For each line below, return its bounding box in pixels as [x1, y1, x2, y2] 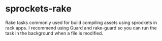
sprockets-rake [5, 3, 72, 14]
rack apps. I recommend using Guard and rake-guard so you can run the [5, 24, 157, 30]
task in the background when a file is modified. [5, 30, 103, 36]
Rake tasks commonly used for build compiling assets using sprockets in [5, 19, 157, 25]
